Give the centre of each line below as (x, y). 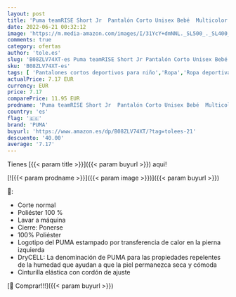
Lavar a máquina (41, 220)
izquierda (31, 250)
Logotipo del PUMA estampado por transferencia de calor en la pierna (119, 242)
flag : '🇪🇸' (25, 118)
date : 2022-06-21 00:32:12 (47, 27)
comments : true (29, 40)
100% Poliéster (39, 235)
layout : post (26, 14)
